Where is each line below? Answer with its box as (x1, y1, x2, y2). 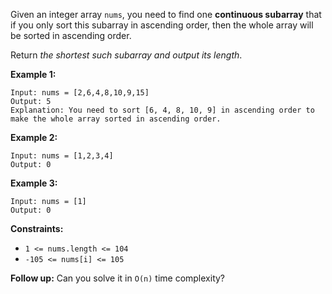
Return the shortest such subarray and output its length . (10, 49, 243, 61)
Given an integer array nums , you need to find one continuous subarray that (10, 9, 322, 20)
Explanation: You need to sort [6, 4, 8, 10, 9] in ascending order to (10, 105, 315, 115)
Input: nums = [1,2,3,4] (10, 151, 114, 161)
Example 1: (10, 69, 57, 80)
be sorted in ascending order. (10, 30, 132, 41)
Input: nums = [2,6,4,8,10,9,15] (10, 88, 150, 98)
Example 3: (10, 177, 58, 189)
